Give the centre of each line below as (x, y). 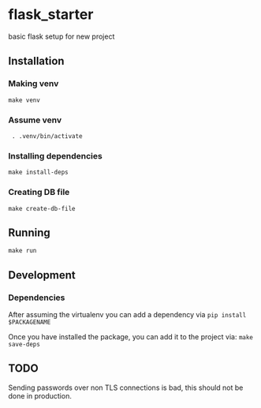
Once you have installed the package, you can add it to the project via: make (131, 337)
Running (30, 232)
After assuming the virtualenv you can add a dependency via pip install (127, 315)
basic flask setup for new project (62, 36)
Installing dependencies (55, 155)
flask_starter (51, 15)
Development (42, 275)
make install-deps (38, 172)
